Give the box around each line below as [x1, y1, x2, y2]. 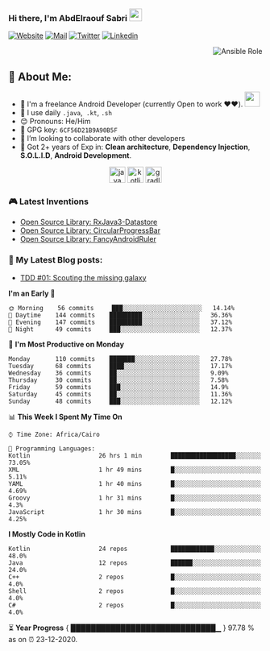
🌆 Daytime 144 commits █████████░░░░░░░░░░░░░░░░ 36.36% [8, 311, 232, 319]
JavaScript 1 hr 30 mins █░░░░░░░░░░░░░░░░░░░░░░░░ [8, 508, 262, 516]
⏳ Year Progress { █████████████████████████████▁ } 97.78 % [8, 623, 255, 632]
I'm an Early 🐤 [8, 288, 56, 298]
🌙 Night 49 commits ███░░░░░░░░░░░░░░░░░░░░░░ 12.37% [8, 325, 232, 334]
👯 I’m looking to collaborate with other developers [19, 134, 185, 143]
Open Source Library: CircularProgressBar [19, 226, 161, 235]
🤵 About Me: [8, 69, 73, 84]
